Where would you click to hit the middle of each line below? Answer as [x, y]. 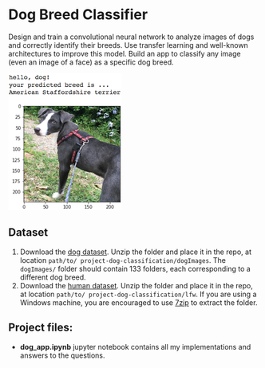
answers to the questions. [62, 355]
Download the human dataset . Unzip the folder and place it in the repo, [136, 285]
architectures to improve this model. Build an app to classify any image [125, 53]
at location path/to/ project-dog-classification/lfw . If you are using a [138, 294]
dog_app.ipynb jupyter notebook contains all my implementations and [135, 346]
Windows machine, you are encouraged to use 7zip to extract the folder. [138, 302]
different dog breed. [53, 277]
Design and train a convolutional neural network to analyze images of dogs [131, 37]
